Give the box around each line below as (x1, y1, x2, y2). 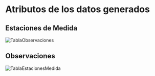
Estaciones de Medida (5, 24, 78, 32)
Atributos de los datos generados (5, 4, 150, 15)
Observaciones (5, 52, 55, 60)
